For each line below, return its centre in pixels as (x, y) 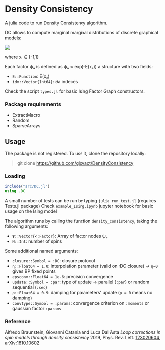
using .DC (15, 191)
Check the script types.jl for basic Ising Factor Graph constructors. (75, 91)
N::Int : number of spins (37, 241)
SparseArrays (26, 126)
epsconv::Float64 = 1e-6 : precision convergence (63, 277)
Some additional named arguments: (41, 251)
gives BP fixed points (34, 271)
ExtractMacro (26, 115)
